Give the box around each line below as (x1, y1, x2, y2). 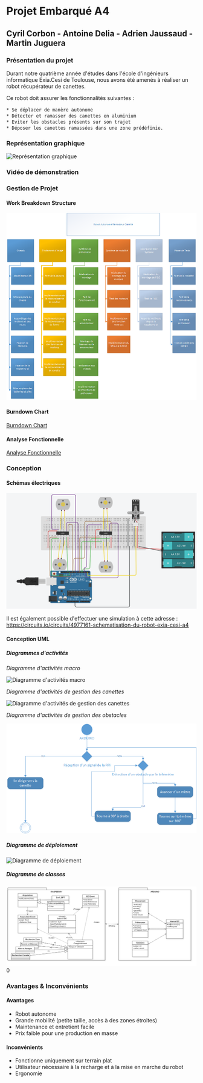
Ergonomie (14, 1070, 42, 1077)
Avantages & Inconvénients (6, 982, 89, 990)
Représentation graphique (6, 139, 85, 147)
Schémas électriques (6, 479, 61, 486)
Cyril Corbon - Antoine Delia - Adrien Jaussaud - (6, 28, 193, 39)
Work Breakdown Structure (6, 199, 77, 207)
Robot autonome (14, 1010, 57, 1018)
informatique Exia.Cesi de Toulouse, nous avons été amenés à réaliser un (6, 76, 188, 83)
